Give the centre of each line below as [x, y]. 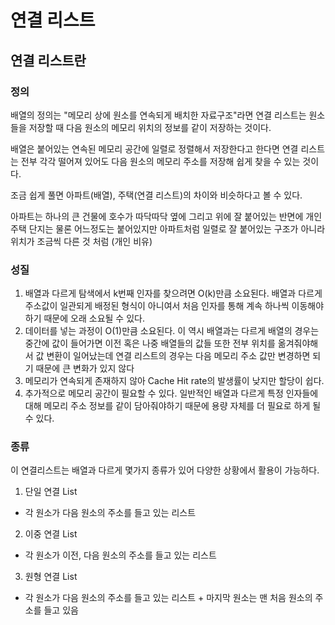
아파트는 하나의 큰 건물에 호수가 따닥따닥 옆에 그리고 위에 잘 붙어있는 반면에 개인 [166, 216]
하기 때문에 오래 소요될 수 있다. [84, 318]
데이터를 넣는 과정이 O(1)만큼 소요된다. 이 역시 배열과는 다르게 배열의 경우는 [172, 331]
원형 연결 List [51, 577]
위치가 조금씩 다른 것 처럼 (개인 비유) [81, 241]
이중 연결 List [51, 534]
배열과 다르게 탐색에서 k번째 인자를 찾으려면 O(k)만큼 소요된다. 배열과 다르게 [173, 293]
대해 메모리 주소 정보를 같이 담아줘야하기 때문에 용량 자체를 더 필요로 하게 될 [173, 406]
